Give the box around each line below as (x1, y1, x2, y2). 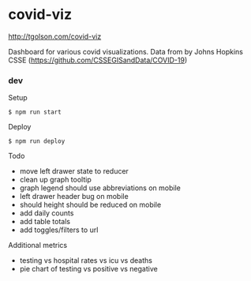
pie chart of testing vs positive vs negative (19, 264, 158, 274)
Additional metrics (8, 241, 68, 250)
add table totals (19, 217, 71, 227)
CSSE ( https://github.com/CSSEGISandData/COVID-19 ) (8, 55, 188, 65)
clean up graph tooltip (19, 175, 92, 185)
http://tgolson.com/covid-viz (8, 32, 102, 41)
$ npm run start (8, 108, 62, 116)
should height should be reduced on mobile (19, 200, 162, 210)
